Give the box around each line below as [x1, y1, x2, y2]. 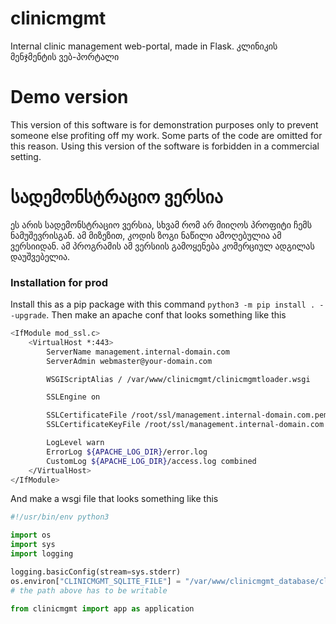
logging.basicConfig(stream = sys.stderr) [10, 567, 182, 577]
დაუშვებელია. [10, 250, 71, 262]
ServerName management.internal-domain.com [46, 347, 230, 357]
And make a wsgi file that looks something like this [10, 493, 219, 505]
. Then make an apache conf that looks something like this [46, 309, 287, 321]
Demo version [10, 86, 129, 109]
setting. [10, 150, 42, 162]
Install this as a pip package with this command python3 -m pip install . [10, 298, 316, 311]
